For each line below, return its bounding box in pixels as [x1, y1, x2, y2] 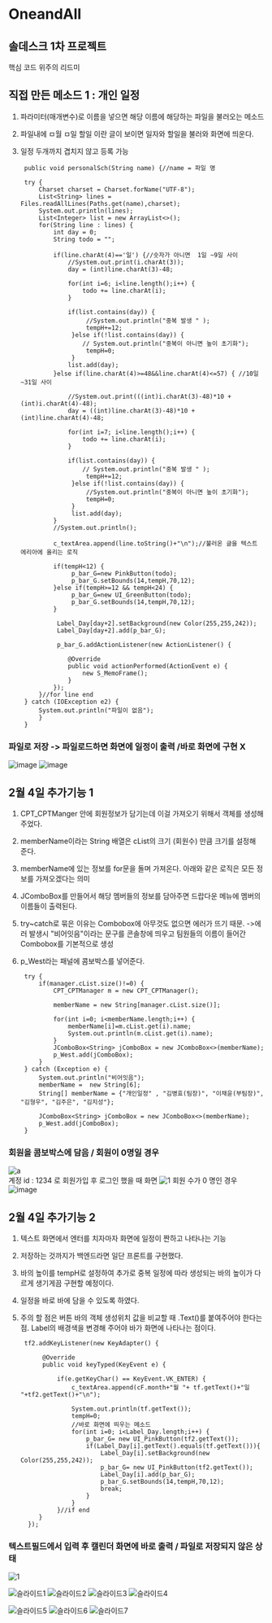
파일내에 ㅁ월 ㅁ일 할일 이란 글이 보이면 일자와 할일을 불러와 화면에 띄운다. [19, 129, 254, 138]
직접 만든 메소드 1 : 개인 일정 [8, 89, 140, 103]
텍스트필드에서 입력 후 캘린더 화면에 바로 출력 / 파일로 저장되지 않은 [8, 1540, 253, 1551]
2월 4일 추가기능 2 [8, 1210, 96, 1224]
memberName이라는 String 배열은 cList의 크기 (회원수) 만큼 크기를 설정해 [19, 836, 257, 846]
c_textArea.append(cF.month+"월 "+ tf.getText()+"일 [71, 1384, 250, 1392]
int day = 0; [53, 228, 97, 236]
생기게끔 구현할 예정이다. [35, 1279, 114, 1288]
